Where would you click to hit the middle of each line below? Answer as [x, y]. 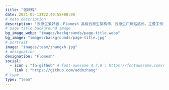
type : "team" [19, 79]
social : [13, 61]
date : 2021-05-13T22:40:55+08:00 [40, 14]
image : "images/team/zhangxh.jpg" [41, 47]
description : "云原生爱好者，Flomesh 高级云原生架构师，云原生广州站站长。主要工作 [84, 24]
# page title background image [38, 28]
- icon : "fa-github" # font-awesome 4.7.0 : [58, 65]
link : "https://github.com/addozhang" [56, 70]
